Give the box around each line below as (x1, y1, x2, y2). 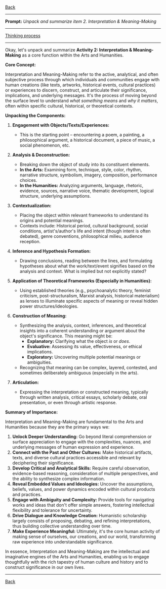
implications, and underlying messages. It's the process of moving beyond (5, 93, 157, 98)
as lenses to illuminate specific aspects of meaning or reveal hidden (19, 298, 158, 304)
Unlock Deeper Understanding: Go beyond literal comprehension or (12, 433, 152, 439)
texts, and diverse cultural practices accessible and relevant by (12, 455, 141, 460)
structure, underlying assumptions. (19, 193, 91, 199)
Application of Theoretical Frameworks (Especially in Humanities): (12, 278, 152, 284)
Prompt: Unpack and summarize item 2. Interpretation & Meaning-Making (5, 18, 157, 24)
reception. (19, 239, 41, 244)
